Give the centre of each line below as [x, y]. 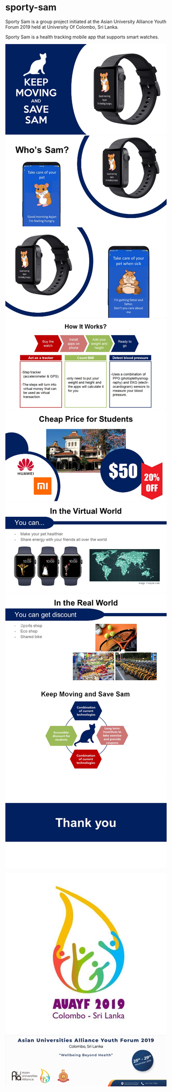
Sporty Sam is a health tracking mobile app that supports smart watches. [82, 37]
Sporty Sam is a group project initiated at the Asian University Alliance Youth [86, 21]
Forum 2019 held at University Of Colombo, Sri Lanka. [62, 27]
